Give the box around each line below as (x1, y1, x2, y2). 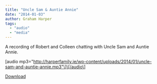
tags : (5, 21, 16, 26)
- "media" (9, 30, 30, 35)
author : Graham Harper (5, 16, 52, 21)
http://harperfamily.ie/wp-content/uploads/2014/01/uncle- (33, 59, 152, 64)
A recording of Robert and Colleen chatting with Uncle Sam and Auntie (5, 44, 150, 49)
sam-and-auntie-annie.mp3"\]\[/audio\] (5, 64, 86, 70)
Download (5, 74, 26, 79)
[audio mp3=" (5, 59, 34, 64)
